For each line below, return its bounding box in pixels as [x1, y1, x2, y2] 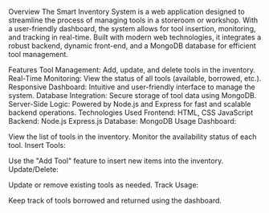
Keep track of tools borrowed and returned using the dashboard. [8, 196, 222, 205]
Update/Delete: [8, 165, 59, 174]
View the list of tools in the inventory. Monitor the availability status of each [8, 132, 257, 141]
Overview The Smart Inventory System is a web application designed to [8, 7, 245, 16]
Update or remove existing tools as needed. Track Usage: [8, 180, 199, 190]
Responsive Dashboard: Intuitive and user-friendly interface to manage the [8, 82, 255, 92]
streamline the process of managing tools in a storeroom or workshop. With [8, 15, 259, 25]
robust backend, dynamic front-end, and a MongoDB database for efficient [8, 41, 257, 51]
